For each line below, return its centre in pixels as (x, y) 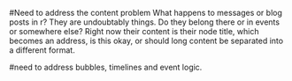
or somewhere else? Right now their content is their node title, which (134, 31)
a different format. (42, 50)
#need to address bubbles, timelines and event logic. (106, 67)
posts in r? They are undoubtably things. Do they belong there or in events (145, 22)
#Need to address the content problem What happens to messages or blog (146, 13)
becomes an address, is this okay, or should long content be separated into (146, 40)
